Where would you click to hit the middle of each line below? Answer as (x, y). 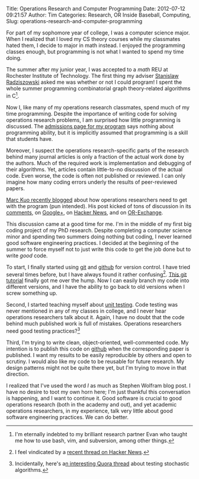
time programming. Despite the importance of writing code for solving (92, 114)
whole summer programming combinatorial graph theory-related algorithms (98, 88)
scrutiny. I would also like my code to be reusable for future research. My (95, 361)
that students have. (30, 138)
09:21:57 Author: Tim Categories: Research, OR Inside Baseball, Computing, (99, 15)
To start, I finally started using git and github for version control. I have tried (98, 267)
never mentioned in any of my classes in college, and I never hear (86, 311)
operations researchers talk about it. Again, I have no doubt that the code (95, 317)
